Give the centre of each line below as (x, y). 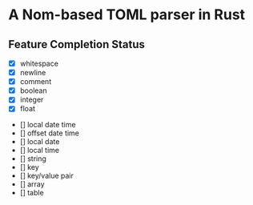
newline (33, 73)
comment (36, 82)
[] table (32, 193)
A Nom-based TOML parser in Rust (127, 15)
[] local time (40, 151)
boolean (33, 90)
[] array (32, 184)
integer (32, 100)
